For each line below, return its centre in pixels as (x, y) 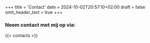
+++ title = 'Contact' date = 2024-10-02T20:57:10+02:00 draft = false (75, 7)
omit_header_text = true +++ (34, 12)
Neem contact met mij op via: (40, 25)
